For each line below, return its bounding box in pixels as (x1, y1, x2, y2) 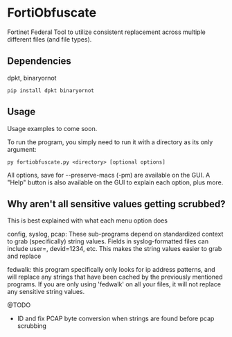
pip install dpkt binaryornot (7, 87, 95, 94)
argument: (7, 145, 37, 153)
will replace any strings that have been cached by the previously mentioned (7, 273, 223, 282)
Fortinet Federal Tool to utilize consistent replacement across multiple (7, 28, 206, 36)
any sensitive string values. (7, 288, 85, 296)
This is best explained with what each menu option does (7, 216, 168, 225)
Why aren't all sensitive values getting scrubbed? (7, 198, 226, 209)
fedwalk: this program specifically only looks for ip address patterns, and (7, 266, 216, 274)
